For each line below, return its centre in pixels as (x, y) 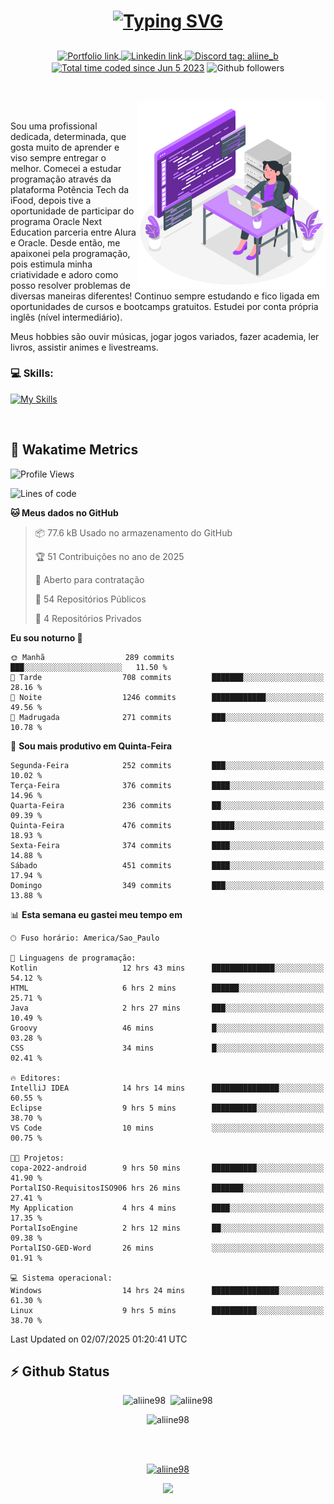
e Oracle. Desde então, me (65, 242)
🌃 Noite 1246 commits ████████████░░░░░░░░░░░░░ (167, 697)
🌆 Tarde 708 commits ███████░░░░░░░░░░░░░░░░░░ (167, 677)
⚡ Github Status (60, 1371)
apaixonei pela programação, (70, 253)
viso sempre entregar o (58, 157)
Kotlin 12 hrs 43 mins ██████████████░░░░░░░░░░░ (167, 968)
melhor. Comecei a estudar (66, 168)
